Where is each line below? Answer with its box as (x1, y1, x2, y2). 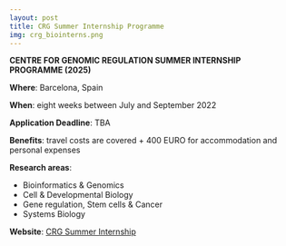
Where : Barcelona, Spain (9, 83, 104, 93)
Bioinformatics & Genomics (22, 180, 124, 191)
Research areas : (9, 162, 73, 173)
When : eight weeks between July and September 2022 (9, 100, 217, 111)
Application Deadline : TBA (9, 117, 111, 128)
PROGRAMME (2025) (9, 64, 92, 75)
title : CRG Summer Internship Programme (9, 22, 165, 31)
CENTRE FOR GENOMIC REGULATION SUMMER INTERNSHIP (9, 55, 242, 66)
